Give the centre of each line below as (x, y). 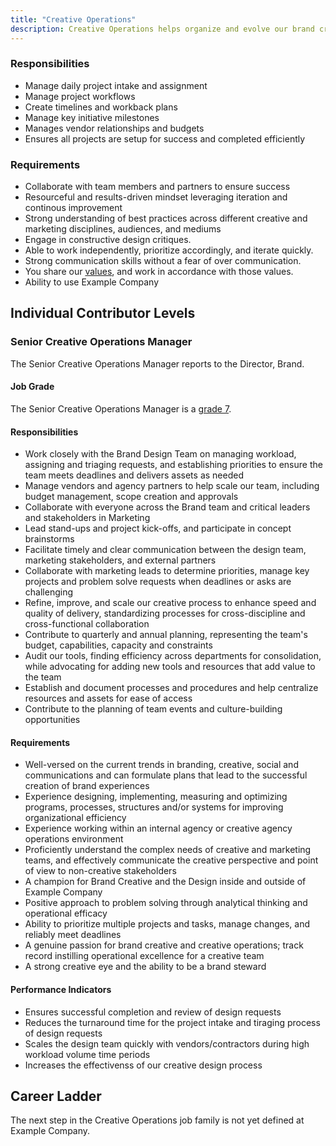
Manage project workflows (80, 96)
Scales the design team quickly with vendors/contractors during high (167, 1043)
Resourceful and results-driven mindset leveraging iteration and (156, 197)
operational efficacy (66, 913)
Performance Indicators (61, 989)
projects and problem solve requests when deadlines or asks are (158, 582)
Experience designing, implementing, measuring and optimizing (156, 797)
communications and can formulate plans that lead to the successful (166, 775)
